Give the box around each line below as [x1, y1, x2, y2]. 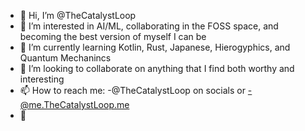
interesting [19, 73, 65, 85]
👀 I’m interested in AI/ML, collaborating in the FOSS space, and [19, 20, 279, 32]
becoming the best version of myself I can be [19, 31, 207, 42]
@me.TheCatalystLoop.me [19, 99, 130, 110]
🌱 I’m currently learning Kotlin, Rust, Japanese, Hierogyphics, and [19, 41, 291, 53]
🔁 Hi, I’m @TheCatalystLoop [19, 10, 137, 21]
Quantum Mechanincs [19, 52, 112, 64]
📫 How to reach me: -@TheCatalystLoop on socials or [19, 85, 246, 96]
